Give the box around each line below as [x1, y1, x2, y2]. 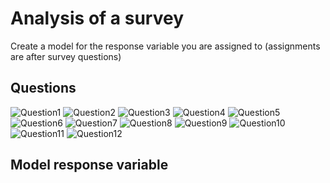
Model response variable [10, 157, 169, 174]
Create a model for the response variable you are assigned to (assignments [10, 40, 321, 52]
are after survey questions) [10, 50, 122, 62]
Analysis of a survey [10, 7, 185, 30]
